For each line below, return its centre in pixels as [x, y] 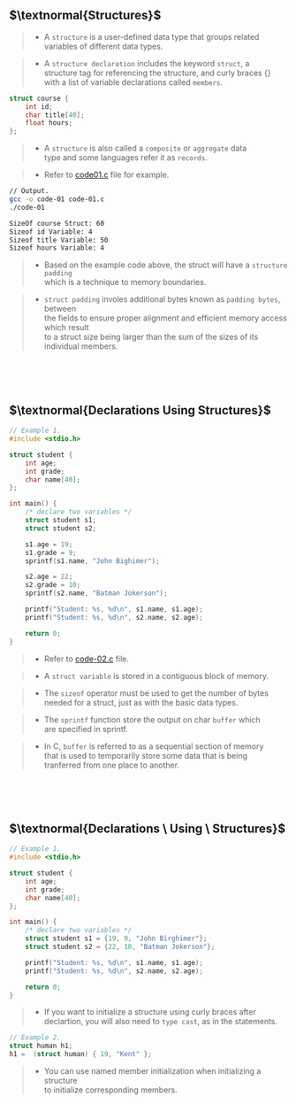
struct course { [39, 98]
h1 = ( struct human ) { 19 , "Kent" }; [80, 1054]
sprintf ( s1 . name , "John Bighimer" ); [93, 561]
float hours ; [49, 123]
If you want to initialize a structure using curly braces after [150, 1012]
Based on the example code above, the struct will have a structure [166, 265]
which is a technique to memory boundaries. [125, 282]
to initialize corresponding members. [111, 1090]
